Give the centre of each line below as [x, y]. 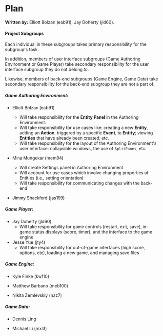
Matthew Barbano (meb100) [40, 286]
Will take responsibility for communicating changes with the [80, 183]
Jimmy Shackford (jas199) [38, 198]
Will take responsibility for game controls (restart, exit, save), [81, 227]
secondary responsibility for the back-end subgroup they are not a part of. [80, 84]
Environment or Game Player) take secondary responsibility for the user [77, 64]
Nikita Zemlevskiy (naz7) [37, 295]
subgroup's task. [22, 50]
